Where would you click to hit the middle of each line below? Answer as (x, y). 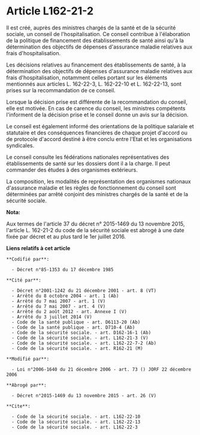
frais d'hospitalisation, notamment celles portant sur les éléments (87, 77)
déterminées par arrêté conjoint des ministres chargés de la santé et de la (97, 194)
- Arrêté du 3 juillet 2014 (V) (52, 317)
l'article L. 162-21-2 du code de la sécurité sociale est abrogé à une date (95, 230)
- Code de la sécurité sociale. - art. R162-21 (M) (78, 348)
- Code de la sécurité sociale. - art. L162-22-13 (76, 422)
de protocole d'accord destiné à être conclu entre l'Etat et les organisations (99, 139)
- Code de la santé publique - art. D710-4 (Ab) (73, 327)
